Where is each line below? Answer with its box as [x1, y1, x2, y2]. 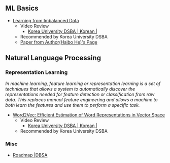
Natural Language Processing [5, 54, 101, 62]
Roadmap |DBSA [12, 152, 48, 158]
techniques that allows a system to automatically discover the [5, 86, 135, 92]
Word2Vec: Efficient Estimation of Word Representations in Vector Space [12, 111, 165, 118]
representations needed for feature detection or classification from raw [5, 91, 155, 97]
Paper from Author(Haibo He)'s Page [20, 39, 97, 45]
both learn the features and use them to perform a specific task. [5, 102, 140, 108]
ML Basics [5, 4, 39, 13]
